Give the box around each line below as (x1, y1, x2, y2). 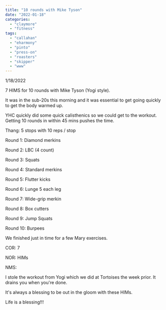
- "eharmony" (10, 40, 37, 45)
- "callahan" (10, 36, 37, 41)
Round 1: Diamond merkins (5, 137, 61, 143)
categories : (5, 17, 30, 22)
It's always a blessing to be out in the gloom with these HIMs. (5, 289, 133, 295)
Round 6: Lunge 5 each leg (5, 186, 62, 192)
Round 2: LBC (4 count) (5, 147, 54, 153)
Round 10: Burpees (5, 225, 44, 231)
